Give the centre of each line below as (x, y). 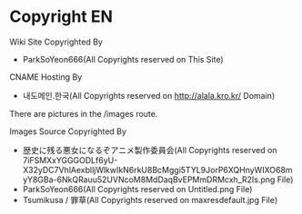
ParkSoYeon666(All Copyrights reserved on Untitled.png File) (137, 189)
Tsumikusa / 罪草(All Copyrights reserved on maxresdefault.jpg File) (150, 199)
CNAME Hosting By (46, 77)
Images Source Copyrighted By (68, 131)
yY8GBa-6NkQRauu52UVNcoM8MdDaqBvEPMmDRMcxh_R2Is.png (149, 180)
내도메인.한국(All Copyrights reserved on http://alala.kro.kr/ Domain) (149, 95)
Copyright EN (61, 17)
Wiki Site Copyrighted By (56, 42)
